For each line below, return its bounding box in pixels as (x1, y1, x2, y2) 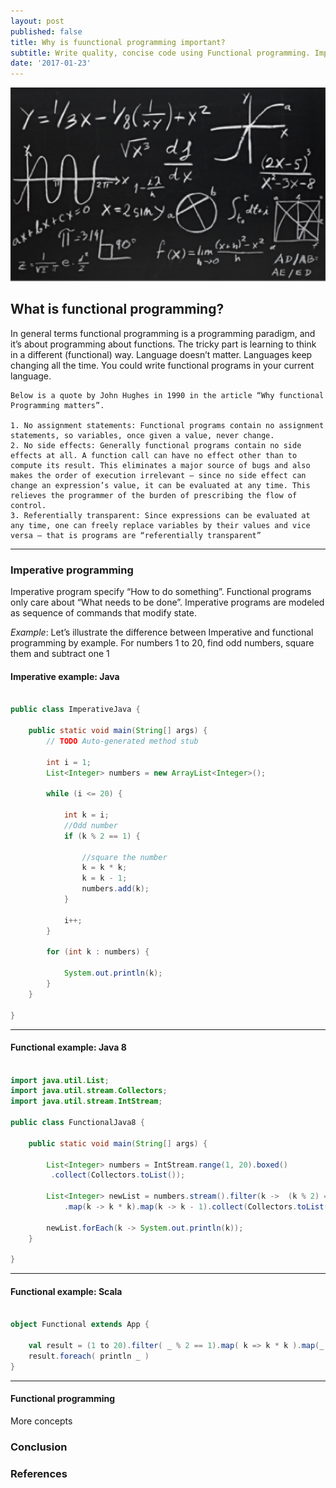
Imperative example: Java (10, 670, 120, 682)
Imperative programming (10, 563, 134, 577)
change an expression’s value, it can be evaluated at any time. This (10, 480, 311, 490)
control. (10, 500, 47, 510)
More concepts (10, 1415, 73, 1427)
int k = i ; (63, 810, 110, 820)
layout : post (10, 16, 65, 26)
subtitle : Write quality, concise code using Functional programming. (10, 48, 311, 58)
